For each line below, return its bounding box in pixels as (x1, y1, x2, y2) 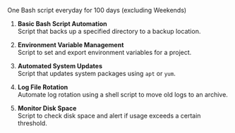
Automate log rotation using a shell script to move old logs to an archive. (17, 91, 228, 99)
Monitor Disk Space (17, 104, 77, 112)
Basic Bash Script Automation (17, 20, 107, 27)
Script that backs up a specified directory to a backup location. (17, 27, 201, 35)
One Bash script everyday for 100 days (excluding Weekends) (7, 6, 187, 14)
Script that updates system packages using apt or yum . (17, 70, 176, 77)
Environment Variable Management (17, 41, 124, 49)
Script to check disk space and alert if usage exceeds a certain (17, 112, 201, 120)
